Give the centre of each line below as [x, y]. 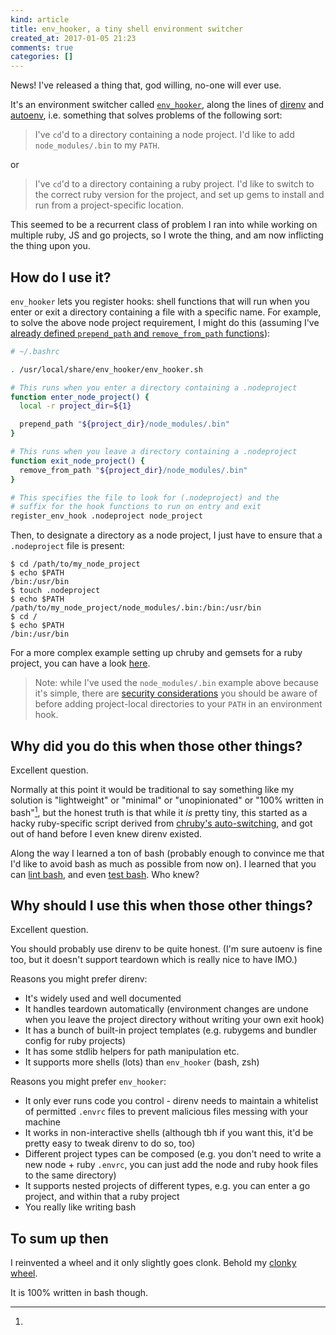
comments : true [42, 47]
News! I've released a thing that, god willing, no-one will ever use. [146, 85]
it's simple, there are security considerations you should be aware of [176, 693]
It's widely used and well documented [103, 998]
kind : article [40, 19]
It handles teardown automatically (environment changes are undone [166, 1009]
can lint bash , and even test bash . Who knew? [105, 874]
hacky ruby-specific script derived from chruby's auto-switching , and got [161, 823]
